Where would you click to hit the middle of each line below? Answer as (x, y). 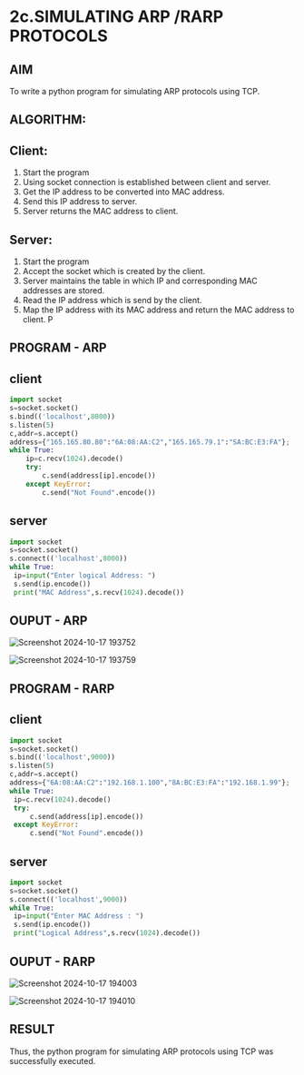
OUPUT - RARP (53, 961)
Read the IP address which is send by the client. (112, 301)
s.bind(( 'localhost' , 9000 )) (63, 757)
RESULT (32, 1029)
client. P (38, 320)
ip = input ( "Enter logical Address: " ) (84, 576)
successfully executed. (53, 1060)
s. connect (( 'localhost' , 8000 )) (69, 559)
